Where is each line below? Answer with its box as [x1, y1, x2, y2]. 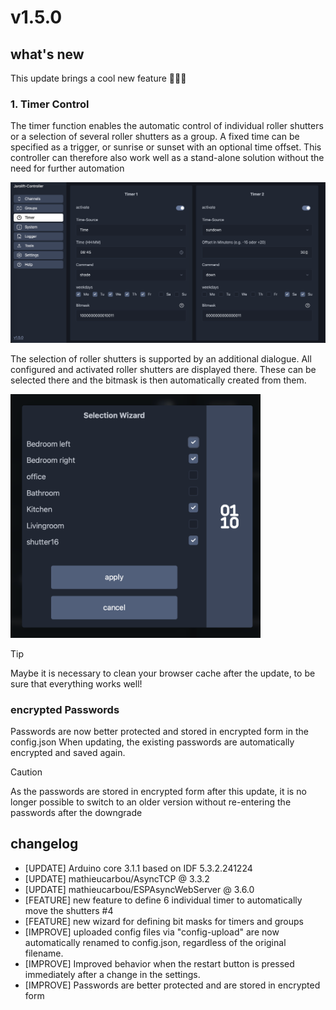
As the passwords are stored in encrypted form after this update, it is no [10, 786, 307, 798]
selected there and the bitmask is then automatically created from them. [10, 374, 307, 386]
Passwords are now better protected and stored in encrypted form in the [10, 726, 309, 738]
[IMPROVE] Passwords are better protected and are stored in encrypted [24, 979, 321, 991]
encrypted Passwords [10, 702, 120, 716]
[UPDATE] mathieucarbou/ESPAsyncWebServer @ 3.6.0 [24, 883, 255, 895]
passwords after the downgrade [10, 807, 143, 819]
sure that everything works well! [10, 677, 143, 690]
